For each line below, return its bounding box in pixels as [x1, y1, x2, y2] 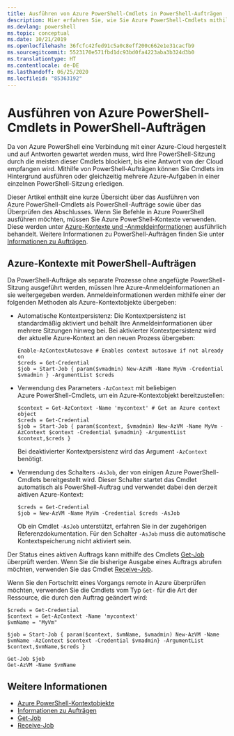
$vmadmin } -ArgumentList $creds [17, 371, 115, 379]
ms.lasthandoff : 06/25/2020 [7, 68, 89, 75]
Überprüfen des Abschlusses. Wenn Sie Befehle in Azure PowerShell [7, 208, 205, 216]
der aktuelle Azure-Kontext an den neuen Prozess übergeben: [17, 334, 196, 342]
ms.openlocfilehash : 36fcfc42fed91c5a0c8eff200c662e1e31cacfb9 [7, 42, 195, 49]
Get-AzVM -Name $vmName [7, 662, 77, 669]
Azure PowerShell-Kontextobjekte [17, 698, 115, 707]
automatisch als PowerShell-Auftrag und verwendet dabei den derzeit [17, 483, 217, 491]
